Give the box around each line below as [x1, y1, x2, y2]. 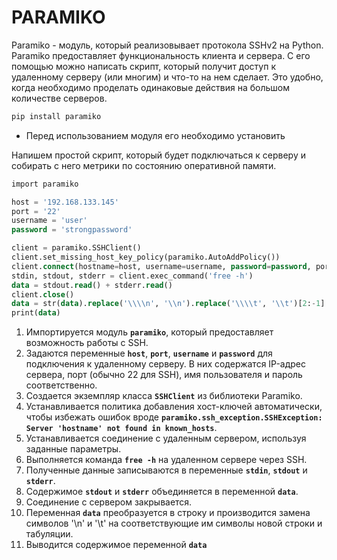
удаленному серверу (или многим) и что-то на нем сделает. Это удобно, [11, 71, 324, 83]
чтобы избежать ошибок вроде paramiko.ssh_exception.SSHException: [25, 411, 323, 423]
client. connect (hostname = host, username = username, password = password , [11, 261, 312, 271]
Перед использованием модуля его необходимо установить [25, 129, 286, 141]
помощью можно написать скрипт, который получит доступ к [11, 60, 276, 72]
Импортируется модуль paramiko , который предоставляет [25, 326, 274, 338]
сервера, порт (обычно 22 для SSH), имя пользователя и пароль [25, 369, 303, 381]
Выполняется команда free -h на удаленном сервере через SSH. [25, 454, 308, 466]
